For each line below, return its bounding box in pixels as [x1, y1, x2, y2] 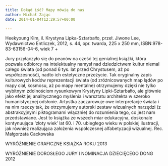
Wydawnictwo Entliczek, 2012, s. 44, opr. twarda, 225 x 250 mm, [5, 40, 140, 47]
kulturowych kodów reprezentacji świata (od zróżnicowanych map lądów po [5, 77, 163, 84]
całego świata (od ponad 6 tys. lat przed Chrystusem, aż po [5, 66, 130, 72]
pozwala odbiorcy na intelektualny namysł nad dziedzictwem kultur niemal [5, 61, 160, 67]
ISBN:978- [141, 40, 163, 47]
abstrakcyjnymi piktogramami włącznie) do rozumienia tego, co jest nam [5, 109, 155, 115]
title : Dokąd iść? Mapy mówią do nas [5, 7, 85, 13]
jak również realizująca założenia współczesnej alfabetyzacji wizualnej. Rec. [5, 126, 163, 132]
